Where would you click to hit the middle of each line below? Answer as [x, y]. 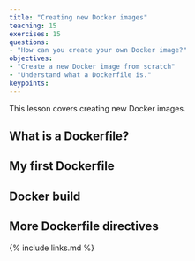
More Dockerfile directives [84, 226]
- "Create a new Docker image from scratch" [92, 67]
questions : [29, 42]
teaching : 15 [33, 26]
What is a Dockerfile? [69, 137]
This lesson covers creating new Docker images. [97, 108]
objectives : [31, 58]
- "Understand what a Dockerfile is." [80, 75]
